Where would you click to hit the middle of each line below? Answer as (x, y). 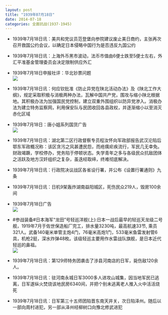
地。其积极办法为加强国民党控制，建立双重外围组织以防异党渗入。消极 (85, 101)
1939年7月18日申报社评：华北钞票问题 (52, 73)
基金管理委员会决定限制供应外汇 (59, 62)
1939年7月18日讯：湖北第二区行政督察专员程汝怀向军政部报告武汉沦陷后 (87, 140)
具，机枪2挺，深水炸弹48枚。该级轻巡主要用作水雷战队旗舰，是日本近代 (87, 239)
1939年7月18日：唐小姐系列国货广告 (49, 124)
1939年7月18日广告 (32, 204)
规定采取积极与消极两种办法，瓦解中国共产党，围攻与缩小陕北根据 (92, 95)
